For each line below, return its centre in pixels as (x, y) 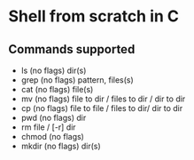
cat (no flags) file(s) (57, 89)
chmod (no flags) (53, 136)
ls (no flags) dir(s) (54, 70)
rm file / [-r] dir (48, 127)
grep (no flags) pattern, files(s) (77, 80)
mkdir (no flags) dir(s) (61, 146)
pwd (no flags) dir (54, 118)
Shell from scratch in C (93, 16)
